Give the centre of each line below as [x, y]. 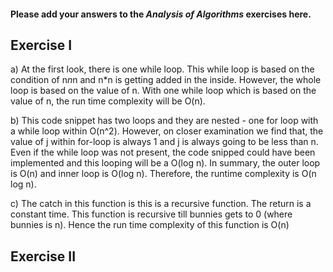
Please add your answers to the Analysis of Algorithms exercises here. [161, 14]
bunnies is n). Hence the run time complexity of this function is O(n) [150, 225]
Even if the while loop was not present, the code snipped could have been [163, 152]
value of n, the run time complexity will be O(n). [108, 101]
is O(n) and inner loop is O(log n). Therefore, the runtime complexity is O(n [163, 174]
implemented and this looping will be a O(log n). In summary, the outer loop [165, 163]
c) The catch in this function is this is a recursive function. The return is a [161, 204]
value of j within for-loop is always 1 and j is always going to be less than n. [164, 142]
